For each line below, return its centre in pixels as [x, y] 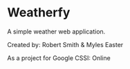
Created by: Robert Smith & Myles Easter [65, 44]
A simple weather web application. [56, 31]
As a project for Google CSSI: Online [59, 58]
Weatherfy [39, 13]
